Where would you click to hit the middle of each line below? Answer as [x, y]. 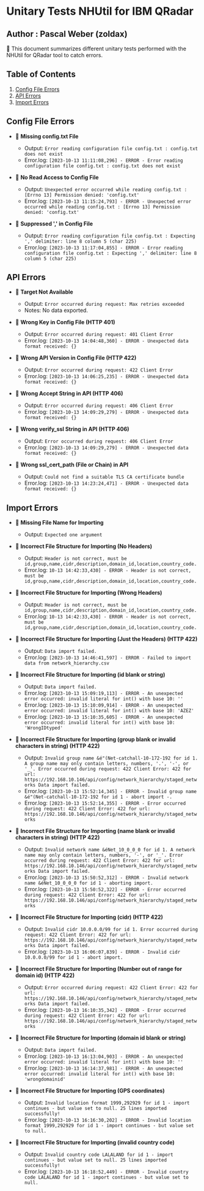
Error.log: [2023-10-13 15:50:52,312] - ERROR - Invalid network [106, 877]
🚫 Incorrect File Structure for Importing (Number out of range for [98, 969]
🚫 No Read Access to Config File [57, 177]
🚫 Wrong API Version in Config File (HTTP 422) [76, 358]
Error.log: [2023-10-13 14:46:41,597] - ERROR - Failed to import [107, 658]
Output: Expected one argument [63, 535]
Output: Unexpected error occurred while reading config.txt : [106, 189]
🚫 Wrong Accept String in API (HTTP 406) [69, 394]
